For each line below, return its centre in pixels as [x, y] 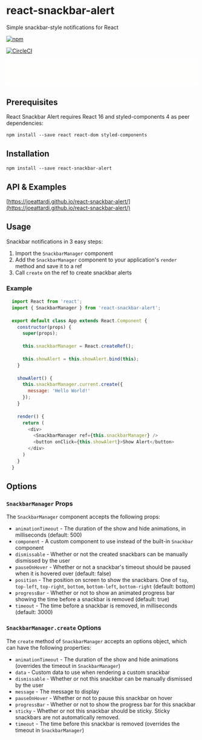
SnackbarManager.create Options [54, 628]
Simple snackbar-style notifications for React [63, 27]
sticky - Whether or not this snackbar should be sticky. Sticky [93, 711]
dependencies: [25, 123]
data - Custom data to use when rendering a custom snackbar [93, 672]
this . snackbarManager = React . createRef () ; [78, 346]
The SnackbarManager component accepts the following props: [83, 517]
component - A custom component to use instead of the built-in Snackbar [104, 541]
